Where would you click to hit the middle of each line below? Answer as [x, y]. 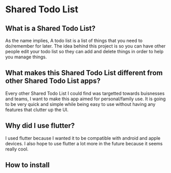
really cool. [17, 149]
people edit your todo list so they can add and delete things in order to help [84, 51]
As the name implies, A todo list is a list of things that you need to [74, 40]
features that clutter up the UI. [37, 110]
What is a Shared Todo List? [51, 28]
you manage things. [26, 57]
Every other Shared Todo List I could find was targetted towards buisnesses [85, 93]
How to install [28, 165]
